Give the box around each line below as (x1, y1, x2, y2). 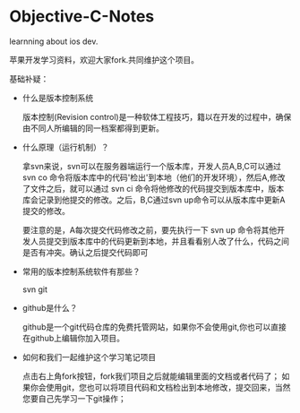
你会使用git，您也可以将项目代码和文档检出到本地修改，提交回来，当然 (30, 382, 291, 392)
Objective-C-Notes (9, 6, 155, 27)
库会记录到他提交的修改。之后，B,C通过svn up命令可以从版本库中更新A (21, 194, 286, 205)
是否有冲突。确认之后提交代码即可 (21, 246, 149, 257)
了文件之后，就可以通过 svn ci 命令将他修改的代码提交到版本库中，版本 (21, 183, 285, 194)
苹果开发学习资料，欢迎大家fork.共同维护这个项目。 (9, 54, 200, 65)
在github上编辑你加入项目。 (21, 332, 125, 343)
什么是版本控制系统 (21, 92, 94, 103)
